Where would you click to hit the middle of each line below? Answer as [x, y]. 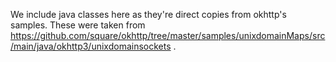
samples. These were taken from [78, 25]
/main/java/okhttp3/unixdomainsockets [91, 46]
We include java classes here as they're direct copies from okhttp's [148, 14]
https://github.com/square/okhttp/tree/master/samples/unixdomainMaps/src [168, 35]
